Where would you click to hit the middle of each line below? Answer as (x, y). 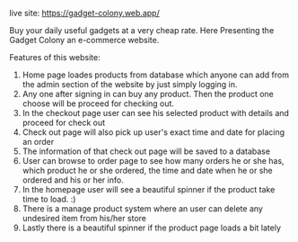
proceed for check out (64, 122)
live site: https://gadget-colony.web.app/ (84, 13)
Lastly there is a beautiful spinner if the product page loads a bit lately (151, 228)
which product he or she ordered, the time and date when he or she (147, 170)
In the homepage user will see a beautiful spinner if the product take (149, 189)
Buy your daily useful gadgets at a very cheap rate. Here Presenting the (142, 30)
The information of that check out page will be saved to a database (146, 151)
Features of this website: (55, 57)
